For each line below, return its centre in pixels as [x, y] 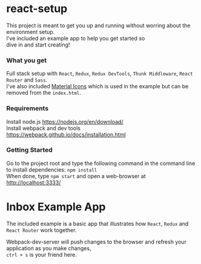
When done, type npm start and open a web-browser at [76, 176]
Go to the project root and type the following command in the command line [101, 163]
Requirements [28, 109]
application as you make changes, [49, 248]
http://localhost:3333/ [34, 182]
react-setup [37, 9]
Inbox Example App [56, 207]
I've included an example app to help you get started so [76, 38]
